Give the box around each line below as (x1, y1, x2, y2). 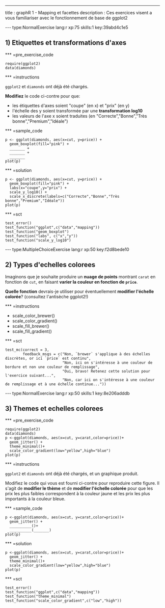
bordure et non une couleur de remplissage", (5, 364, 100, 370)
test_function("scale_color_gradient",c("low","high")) (5, 598, 122, 604)
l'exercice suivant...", (5, 373, 56, 378)
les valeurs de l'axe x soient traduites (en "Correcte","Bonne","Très (12, 113, 147, 119)
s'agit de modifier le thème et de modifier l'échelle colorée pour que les (5, 485, 153, 491)
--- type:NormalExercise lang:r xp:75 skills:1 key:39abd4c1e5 (5, 25, 129, 30)
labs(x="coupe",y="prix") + (9, 185, 67, 190)
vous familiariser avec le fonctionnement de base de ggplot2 (5, 15, 128, 21)
